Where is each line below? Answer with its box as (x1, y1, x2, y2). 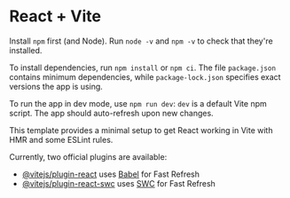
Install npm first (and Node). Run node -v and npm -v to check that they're (9, 36, 273, 46)
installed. (9, 44, 43, 55)
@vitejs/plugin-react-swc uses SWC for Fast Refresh (21, 178, 216, 188)
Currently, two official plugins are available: (9, 151, 168, 162)
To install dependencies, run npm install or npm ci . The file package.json (9, 62, 277, 73)
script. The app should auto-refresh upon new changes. (9, 107, 215, 118)
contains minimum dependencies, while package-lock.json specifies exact (9, 71, 281, 82)
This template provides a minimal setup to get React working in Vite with (9, 124, 273, 135)
